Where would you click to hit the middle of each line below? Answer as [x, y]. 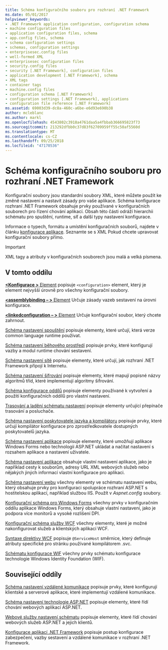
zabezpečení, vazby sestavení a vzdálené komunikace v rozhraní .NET [78, 637]
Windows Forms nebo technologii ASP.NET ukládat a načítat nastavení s [80, 446]
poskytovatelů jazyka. [28, 431]
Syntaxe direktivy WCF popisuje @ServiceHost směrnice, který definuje [78, 538]
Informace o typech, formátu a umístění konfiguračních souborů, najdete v [82, 226]
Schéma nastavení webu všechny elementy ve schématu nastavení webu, [81, 482]
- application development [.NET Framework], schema [61, 76]
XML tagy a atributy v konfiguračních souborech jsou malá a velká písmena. [83, 256]
